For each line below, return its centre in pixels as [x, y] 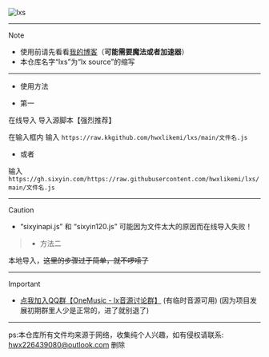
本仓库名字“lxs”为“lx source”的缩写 [77, 61]
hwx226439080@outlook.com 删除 [67, 345]
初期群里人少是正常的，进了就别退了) [88, 310]
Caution [21, 210]
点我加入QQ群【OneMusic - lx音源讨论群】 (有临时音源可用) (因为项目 [135, 300]
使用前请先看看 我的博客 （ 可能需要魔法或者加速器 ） [104, 52]
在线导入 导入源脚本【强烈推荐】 [62, 120]
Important [24, 284]
